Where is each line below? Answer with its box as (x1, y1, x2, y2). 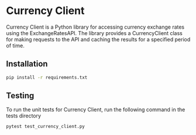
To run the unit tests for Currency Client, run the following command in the (6, 106, 185, 113)
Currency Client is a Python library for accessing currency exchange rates (6, 23, 185, 30)
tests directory (6, 112, 42, 119)
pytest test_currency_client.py (6, 124, 85, 130)
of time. (6, 42, 25, 49)
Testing (6, 91, 35, 101)
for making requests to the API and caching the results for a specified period (6, 36, 191, 43)
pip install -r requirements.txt (6, 74, 88, 80)
